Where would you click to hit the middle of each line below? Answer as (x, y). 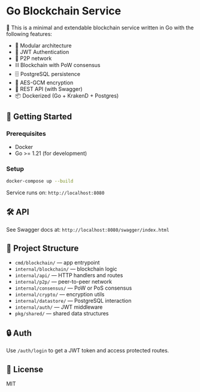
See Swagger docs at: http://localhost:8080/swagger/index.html (88, 229)
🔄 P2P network (33, 58)
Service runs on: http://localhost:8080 (55, 192)
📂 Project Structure (43, 248)
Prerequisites (26, 134)
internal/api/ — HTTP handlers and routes (69, 275)
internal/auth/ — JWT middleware (59, 307)
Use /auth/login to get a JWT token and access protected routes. (88, 351)
